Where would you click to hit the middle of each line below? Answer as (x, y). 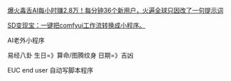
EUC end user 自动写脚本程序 (50, 70)
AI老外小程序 (26, 40)
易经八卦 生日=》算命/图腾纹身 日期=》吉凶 (70, 55)
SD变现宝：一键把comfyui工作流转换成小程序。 (76, 25)
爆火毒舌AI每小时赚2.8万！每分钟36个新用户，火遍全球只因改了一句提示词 (116, 10)
